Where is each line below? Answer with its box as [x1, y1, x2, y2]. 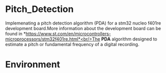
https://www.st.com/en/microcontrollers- [25, 30, 111, 36]
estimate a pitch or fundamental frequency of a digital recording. [5, 41, 140, 47]
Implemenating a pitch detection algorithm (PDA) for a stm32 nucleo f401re [5, 20, 161, 26]
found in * [5, 30, 26, 36]
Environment [5, 59, 61, 70]
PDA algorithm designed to [101, 36, 157, 42]
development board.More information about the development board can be [5, 25, 161, 31]
